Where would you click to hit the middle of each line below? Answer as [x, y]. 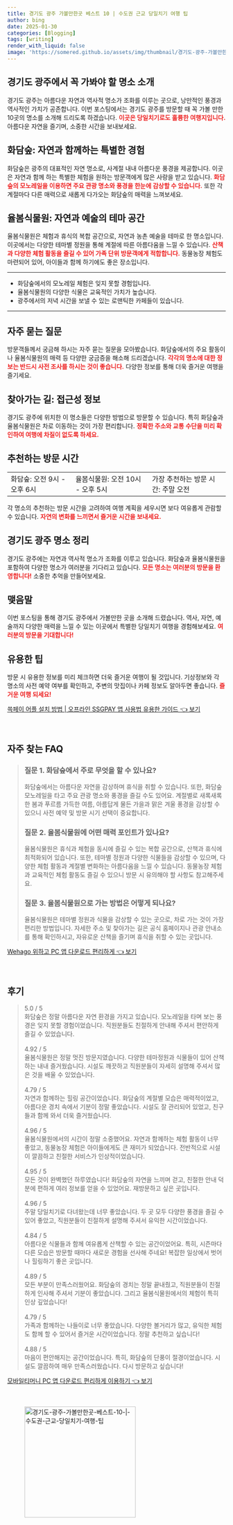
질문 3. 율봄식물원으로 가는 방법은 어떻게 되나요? [100, 903]
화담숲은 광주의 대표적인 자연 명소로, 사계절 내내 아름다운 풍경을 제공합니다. [109, 168]
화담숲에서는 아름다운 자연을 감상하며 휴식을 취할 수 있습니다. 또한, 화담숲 [123, 786]
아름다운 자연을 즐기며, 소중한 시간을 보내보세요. [72, 126]
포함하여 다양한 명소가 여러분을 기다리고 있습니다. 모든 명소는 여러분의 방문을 [110, 567]
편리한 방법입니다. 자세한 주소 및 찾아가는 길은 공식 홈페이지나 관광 [114, 928]
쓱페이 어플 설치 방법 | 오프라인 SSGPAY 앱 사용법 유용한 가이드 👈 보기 [104, 709]
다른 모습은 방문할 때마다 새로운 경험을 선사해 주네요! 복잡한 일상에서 [116, 1252]
